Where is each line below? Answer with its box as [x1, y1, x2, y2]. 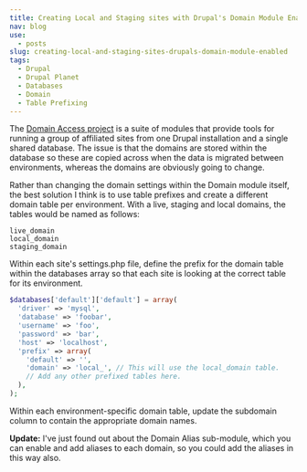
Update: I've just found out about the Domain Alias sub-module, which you [9, 433, 291, 444]
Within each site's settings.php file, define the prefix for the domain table [9, 258, 284, 269]
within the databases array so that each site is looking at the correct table [9, 268, 286, 279]
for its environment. [9, 278, 84, 288]
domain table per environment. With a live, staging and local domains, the [9, 199, 286, 210]
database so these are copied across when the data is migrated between [9, 152, 284, 163]
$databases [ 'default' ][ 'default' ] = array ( [9, 296, 178, 305]
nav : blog [9, 22, 48, 31]
